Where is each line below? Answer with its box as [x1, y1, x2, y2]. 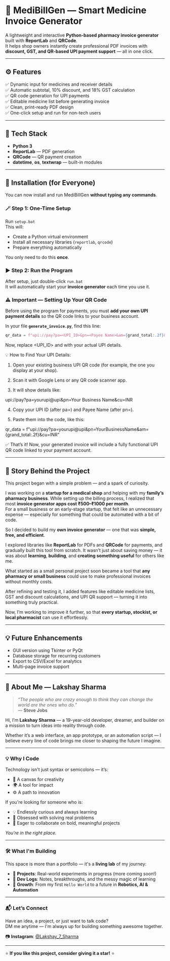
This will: [5, 224, 24, 230]
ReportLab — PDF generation [12, 148, 75, 154]
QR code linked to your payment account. [5, 447, 92, 453]
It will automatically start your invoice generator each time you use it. [5, 283, 150, 289]
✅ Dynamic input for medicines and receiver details [5, 81, 113, 87]
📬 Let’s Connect [5, 905, 48, 912]
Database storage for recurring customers [12, 652, 101, 658]
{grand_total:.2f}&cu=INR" [5, 432, 60, 438]
